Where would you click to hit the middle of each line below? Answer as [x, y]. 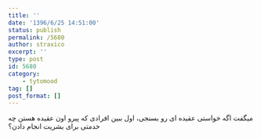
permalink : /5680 [36, 37]
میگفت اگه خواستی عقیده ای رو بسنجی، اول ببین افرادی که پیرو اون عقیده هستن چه [130, 118]
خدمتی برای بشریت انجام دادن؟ [54, 126]
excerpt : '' [27, 52]
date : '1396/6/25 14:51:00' [54, 23]
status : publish [34, 30]
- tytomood [40, 81]
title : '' [24, 15]
